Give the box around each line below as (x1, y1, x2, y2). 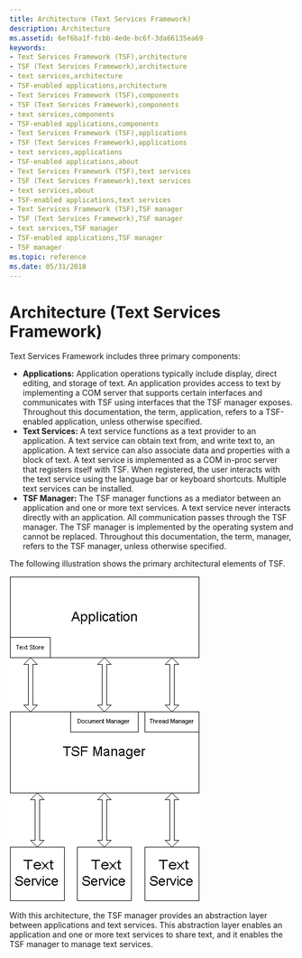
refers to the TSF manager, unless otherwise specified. (22, 541, 227, 552)
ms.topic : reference (9, 253, 87, 262)
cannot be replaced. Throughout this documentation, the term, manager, (22, 531, 292, 542)
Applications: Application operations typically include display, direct (22, 368, 278, 379)
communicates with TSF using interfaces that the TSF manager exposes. (22, 397, 293, 408)
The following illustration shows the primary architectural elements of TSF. (9, 558, 286, 569)
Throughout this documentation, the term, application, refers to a (22, 407, 264, 418)
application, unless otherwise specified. (54, 416, 203, 428)
